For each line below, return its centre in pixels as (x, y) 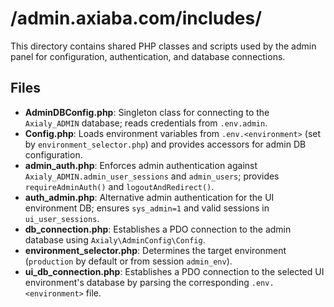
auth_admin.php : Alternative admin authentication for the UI (149, 197)
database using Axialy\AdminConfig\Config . (115, 239)
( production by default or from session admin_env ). (128, 261)
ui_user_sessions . (62, 218)
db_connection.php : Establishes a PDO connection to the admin (158, 229)
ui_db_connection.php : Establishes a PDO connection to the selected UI (174, 271)
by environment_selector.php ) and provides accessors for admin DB (165, 144)
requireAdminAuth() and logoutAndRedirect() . (119, 186)
